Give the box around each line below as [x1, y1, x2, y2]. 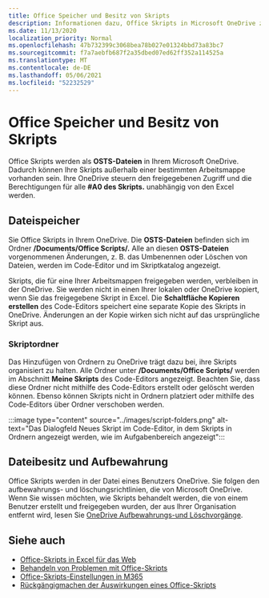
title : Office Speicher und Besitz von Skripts [8, 11, 171, 20]
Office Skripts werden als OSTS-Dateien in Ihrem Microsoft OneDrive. [8, 157, 239, 167]
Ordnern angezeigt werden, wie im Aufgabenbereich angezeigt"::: [8, 431, 226, 441]
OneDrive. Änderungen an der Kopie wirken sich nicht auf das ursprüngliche [8, 310, 260, 320]
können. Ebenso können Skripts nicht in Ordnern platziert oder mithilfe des [8, 391, 255, 400]
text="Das [8, 423, 42, 433]
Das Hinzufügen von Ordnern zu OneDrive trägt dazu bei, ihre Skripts [8, 357, 238, 367]
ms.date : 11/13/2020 [8, 26, 78, 34]
